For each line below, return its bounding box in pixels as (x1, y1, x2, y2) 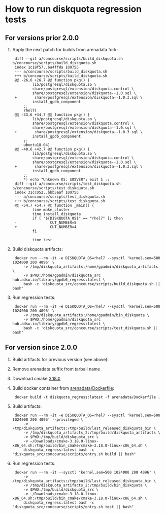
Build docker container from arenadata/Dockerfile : (12, 385, 115, 391)
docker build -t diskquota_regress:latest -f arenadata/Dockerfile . (14, 395, 161, 400)
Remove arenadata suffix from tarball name (12, 366, 100, 372)
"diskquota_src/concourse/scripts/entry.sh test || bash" (12, 504, 134, 509)
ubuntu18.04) (23, 143, 50, 147)
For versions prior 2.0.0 (5, 34, 79, 42)
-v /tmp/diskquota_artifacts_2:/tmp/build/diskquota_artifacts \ (23, 430, 161, 435)
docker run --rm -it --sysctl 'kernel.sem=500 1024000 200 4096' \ (14, 470, 156, 475)
